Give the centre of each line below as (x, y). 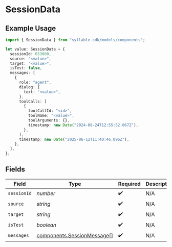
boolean (47, 225)
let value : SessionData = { (35, 49)
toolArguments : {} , (49, 120)
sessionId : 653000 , (31, 54)
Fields (15, 169)
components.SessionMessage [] (75, 236)
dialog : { (29, 87)
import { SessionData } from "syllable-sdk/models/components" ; (75, 40)
